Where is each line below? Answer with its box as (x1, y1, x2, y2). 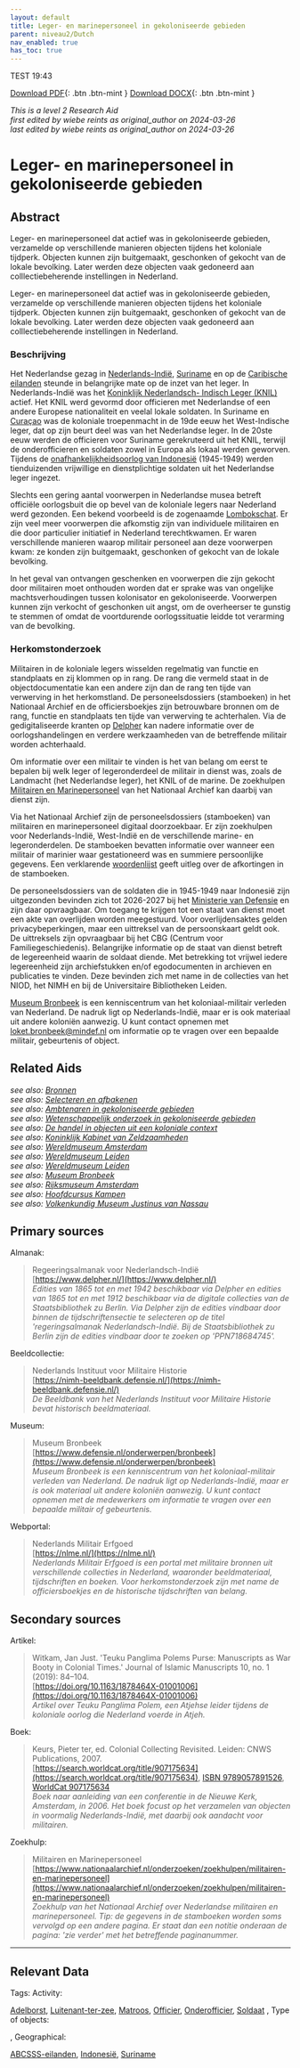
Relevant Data (10, 1964, 90, 1979)
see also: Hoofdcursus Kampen (10, 1188, 126, 1199)
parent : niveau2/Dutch (10, 29, 94, 38)
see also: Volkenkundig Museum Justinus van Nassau (10, 1198, 208, 1209)
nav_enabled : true (10, 37, 78, 47)
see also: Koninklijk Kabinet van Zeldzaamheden (10, 1132, 189, 1143)
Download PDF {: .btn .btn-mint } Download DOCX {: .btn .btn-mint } (10, 88, 255, 99)
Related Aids (10, 1061, 83, 1076)
